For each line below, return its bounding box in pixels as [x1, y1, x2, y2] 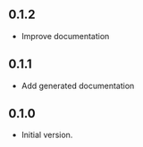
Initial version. [21, 129, 73, 141]
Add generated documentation [21, 80, 135, 91]
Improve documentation [21, 30, 110, 41]
